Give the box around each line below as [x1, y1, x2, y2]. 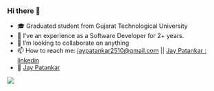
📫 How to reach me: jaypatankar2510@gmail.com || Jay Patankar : [16, 47, 207, 55]
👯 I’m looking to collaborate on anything [16, 39, 130, 47]
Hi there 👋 [7, 6, 41, 16]
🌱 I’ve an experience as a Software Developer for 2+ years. [16, 32, 185, 40]
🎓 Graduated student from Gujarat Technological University [16, 22, 188, 30]
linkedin [16, 56, 40, 65]
